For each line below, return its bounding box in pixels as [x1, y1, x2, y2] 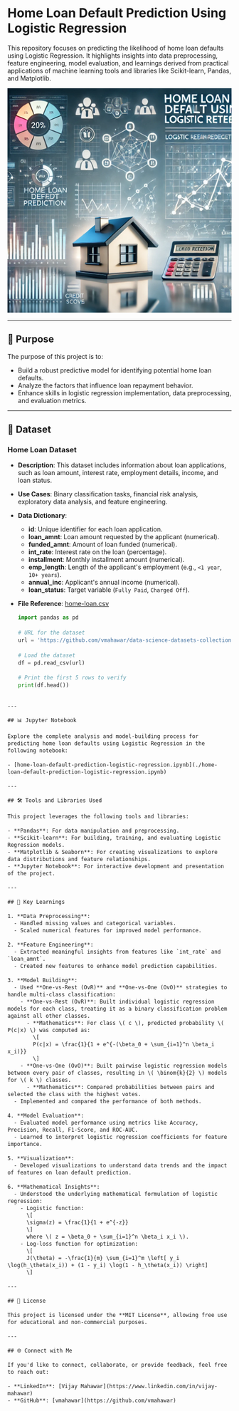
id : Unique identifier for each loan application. [28, 525, 163, 533]
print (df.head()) [17, 682, 70, 689]
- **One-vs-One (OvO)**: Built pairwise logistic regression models [20, 1063, 228, 1070]
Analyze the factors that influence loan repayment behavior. [17, 381, 193, 390]
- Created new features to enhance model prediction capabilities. [14, 963, 218, 970]
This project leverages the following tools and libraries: [7, 813, 190, 821]
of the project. [7, 870, 55, 878]
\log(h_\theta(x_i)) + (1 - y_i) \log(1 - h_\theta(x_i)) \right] [7, 1262, 208, 1269]
